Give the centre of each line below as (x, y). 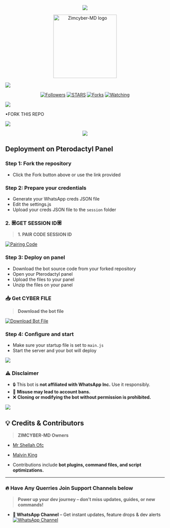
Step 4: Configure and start (40, 334)
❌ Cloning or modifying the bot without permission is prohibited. (82, 397)
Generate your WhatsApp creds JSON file (56, 199)
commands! (31, 505)
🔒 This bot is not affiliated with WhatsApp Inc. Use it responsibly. (81, 385)
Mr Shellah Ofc (28, 445)
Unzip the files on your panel (43, 285)
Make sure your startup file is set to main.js (58, 345)
